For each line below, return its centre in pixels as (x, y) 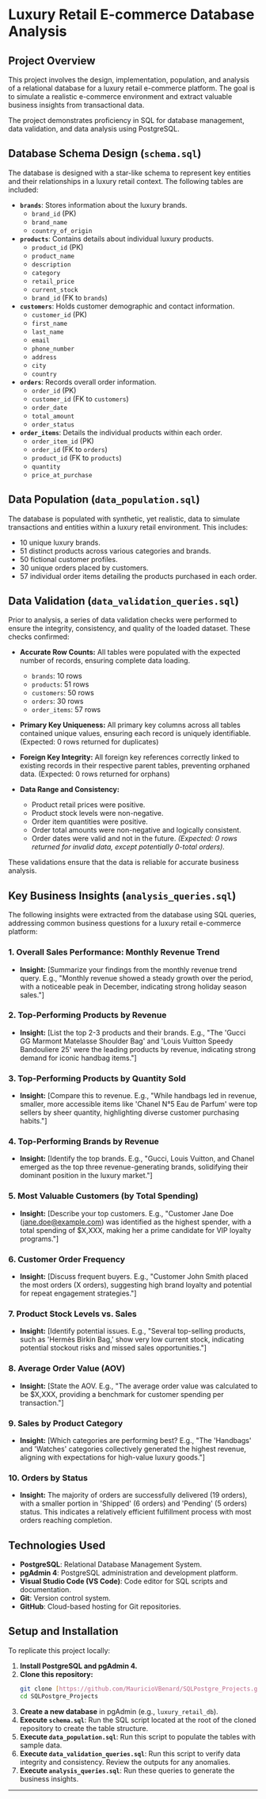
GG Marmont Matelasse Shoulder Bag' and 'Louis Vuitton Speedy (126, 1041)
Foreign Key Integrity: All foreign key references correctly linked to (129, 757)
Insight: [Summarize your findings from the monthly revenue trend (128, 970)
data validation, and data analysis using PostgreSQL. (94, 129)
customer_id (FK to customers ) (80, 399)
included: (23, 189)
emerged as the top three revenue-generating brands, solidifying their (134, 1167)
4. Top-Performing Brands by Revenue (84, 1142)
